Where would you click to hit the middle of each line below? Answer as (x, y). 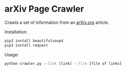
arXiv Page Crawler (44, 9)
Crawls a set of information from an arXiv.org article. (57, 22)
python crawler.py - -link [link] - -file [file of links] (63, 63)
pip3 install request (26, 45)
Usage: (12, 54)
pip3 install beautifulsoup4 (34, 41)
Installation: (16, 32)
